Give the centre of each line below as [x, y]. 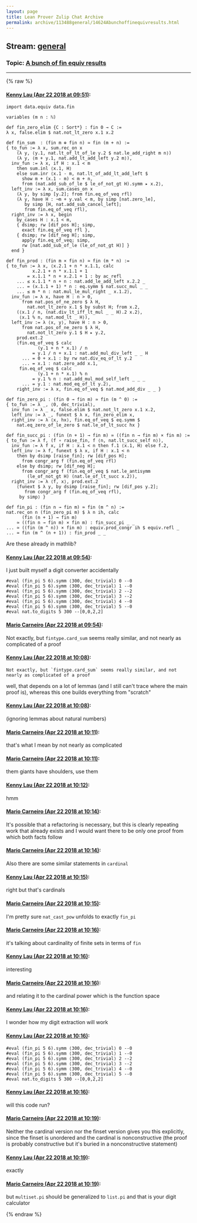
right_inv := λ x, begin [42, 215]
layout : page [22, 11]
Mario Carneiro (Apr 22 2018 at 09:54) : [55, 625]
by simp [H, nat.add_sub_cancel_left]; [73, 205]
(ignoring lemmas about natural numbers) [56, 719]
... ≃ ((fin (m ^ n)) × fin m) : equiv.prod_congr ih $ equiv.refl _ [93, 528]
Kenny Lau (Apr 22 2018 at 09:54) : [49, 557]
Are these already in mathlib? [41, 544]
